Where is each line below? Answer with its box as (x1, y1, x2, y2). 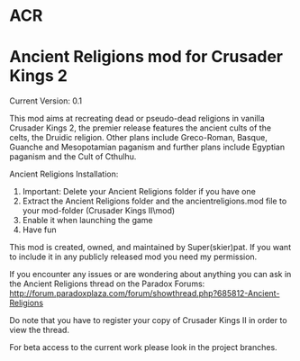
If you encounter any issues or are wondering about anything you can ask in (9, 269, 292, 280)
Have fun (22, 224, 57, 235)
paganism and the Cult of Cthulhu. (9, 151, 137, 162)
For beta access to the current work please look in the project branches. (9, 342, 277, 353)
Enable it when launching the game (22, 215, 153, 226)
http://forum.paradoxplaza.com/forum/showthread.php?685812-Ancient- (9, 288, 280, 299)
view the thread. (9, 325, 70, 336)
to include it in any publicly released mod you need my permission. (9, 251, 258, 262)
